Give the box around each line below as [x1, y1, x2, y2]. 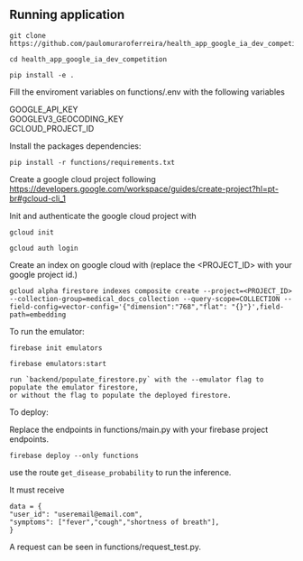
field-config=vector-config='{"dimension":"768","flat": [9, 302, 228, 311]
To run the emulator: [9, 326, 86, 336]
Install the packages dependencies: [9, 140, 142, 152]
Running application [9, 7, 125, 23]
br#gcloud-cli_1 [9, 193, 66, 204]
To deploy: [9, 406, 49, 418]
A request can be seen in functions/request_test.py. [9, 541, 201, 552]
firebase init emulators [9, 343, 103, 353]
